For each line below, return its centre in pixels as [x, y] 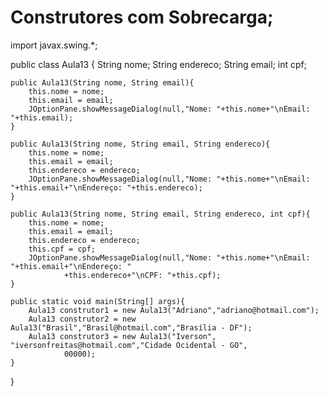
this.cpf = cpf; [62, 249]
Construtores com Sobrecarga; [142, 17]
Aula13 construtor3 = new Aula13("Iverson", [122, 336]
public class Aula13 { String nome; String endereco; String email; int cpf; [158, 64]
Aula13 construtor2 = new [82, 319]
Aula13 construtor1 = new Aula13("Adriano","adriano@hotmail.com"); [174, 310]
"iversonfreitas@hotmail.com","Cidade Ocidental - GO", [129, 345]
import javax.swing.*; [54, 45]
